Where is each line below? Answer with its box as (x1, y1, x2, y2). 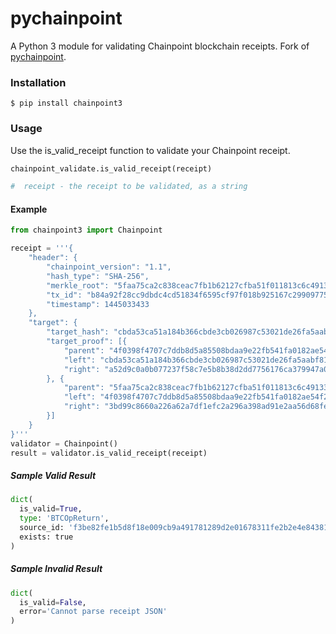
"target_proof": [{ (46, 337, 128, 347)
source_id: (19, 523, 65, 533)
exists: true (19, 532, 74, 542)
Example (10, 203, 48, 215)
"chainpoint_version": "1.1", (46, 262, 172, 272)
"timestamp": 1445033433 (46, 299, 150, 309)
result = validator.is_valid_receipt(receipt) (10, 448, 208, 458)
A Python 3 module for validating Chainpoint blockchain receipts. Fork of (10, 40, 310, 52)
